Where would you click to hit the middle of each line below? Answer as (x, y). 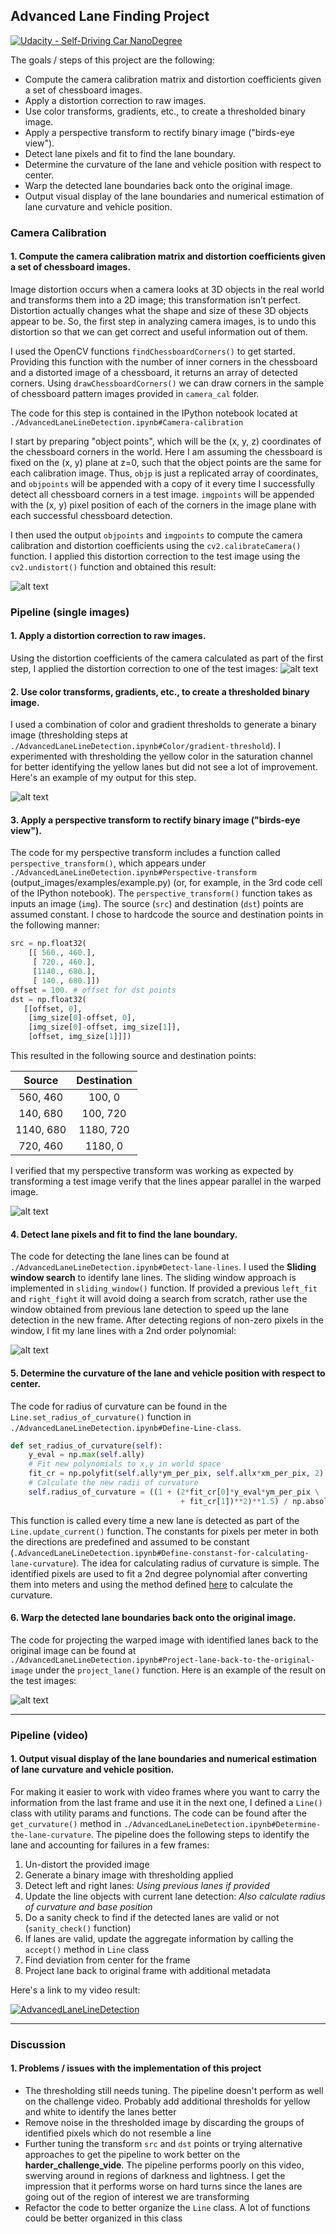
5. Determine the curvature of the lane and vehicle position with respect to (168, 1373)
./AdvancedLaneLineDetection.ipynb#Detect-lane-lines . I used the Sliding (163, 1267)
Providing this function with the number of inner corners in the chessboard (164, 361)
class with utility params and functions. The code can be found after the (158, 1813)
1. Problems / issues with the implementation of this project (136, 2068)
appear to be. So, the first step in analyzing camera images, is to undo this (163, 321)
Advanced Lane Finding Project (110, 16)
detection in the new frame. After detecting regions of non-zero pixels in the (167, 1320)
